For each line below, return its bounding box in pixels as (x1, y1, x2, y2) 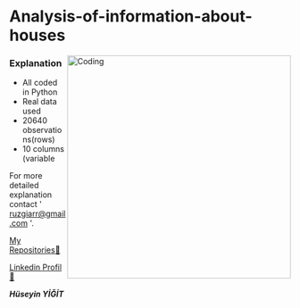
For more (9, 171, 43, 181)
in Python (21, 87, 58, 97)
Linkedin (9, 262, 41, 273)
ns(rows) (21, 134, 55, 145)
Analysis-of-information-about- (9, 6, 253, 27)
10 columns (21, 144, 65, 154)
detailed (9, 180, 39, 191)
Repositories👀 (9, 245, 61, 255)
